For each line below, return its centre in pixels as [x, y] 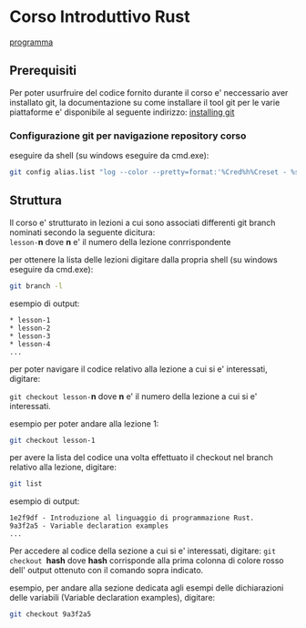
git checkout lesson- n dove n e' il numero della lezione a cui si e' [133, 396]
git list [26, 484]
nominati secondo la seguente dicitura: [82, 232]
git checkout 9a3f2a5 [51, 614]
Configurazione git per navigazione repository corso [128, 136]
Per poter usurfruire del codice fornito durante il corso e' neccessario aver [149, 92]
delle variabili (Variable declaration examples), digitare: [112, 598]
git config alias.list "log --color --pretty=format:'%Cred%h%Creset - [148, 172]
